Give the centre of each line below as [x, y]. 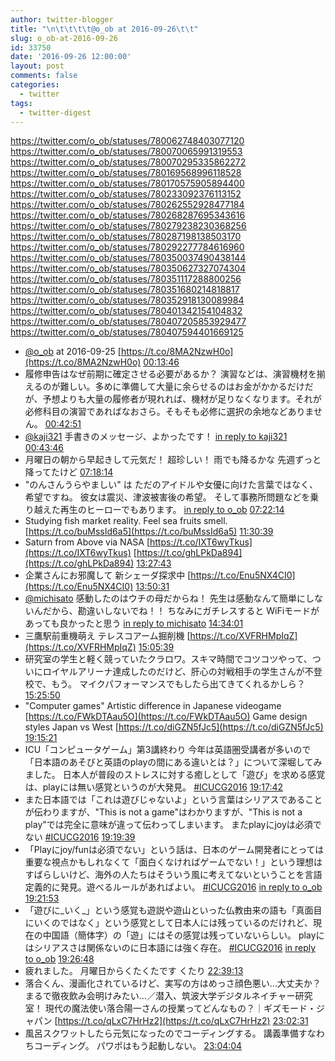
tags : [21, 103]
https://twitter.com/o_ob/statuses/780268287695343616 [128, 215]
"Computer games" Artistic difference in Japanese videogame [153, 706]
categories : [35, 85]
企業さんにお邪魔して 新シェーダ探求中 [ [108, 575]
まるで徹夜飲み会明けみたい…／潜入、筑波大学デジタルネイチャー [160, 996]
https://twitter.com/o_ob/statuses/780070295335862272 [128, 162]
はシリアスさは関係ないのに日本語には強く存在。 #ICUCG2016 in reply [170, 948]
